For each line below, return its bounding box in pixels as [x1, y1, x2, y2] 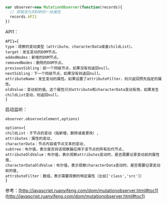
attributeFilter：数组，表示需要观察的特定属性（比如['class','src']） [5, 173, 144, 179]
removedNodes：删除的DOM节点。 [5, 60, 65, 65]
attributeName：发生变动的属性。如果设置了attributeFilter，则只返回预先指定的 [5, 76, 158, 81]
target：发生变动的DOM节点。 [5, 49, 59, 55]
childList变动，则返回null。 [5, 92, 61, 97]
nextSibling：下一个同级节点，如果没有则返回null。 [5, 71, 103, 76]
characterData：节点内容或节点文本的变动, [5, 141, 86, 146]
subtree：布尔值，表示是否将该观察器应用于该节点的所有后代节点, [5, 146, 125, 151]
